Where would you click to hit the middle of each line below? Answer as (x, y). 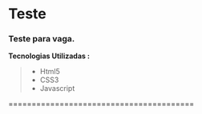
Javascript (57, 88)
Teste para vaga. (42, 39)
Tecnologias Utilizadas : (49, 56)
